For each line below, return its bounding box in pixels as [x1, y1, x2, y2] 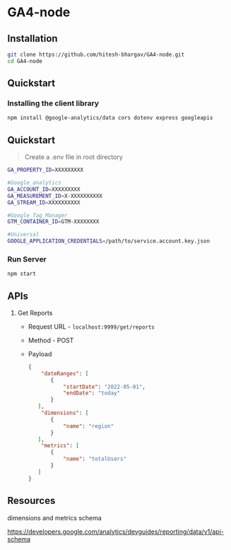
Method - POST [28, 336, 74, 344]
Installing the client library [7, 98, 100, 108]
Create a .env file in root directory [24, 153, 123, 161]
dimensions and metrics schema [7, 513, 102, 522]
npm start [7, 270, 37, 278]
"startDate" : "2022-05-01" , [63, 383, 146, 390]
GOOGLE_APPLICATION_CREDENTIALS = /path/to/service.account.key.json [7, 238, 211, 245]
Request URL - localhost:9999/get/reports [28, 322, 155, 331]
